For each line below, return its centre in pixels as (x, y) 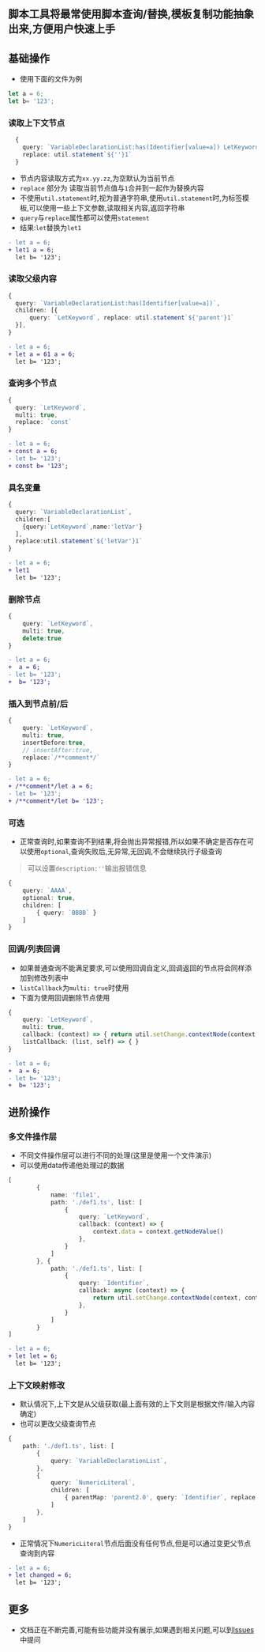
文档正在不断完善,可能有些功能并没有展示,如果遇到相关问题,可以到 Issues (137, 1630)
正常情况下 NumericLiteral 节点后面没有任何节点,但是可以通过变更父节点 (135, 1543)
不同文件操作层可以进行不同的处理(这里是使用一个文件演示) (116, 1155)
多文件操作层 (33, 1136)
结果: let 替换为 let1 (50, 227)
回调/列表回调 (34, 949)
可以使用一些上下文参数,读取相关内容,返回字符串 (107, 207)
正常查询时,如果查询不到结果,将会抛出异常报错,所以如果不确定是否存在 (133, 841)
